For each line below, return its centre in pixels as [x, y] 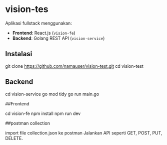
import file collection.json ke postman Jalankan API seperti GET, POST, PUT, [84, 133]
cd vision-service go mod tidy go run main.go [52, 94]
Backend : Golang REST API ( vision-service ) [58, 38]
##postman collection [27, 123]
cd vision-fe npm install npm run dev [43, 113]
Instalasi [19, 54]
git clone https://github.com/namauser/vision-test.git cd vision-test [74, 66]
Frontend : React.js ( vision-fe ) [44, 33]
